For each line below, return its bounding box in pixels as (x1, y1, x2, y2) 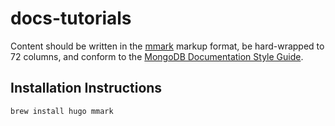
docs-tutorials (10, 7, 132, 30)
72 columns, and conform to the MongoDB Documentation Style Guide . (10, 50, 304, 62)
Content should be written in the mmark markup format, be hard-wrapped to (10, 40, 325, 52)
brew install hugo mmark (10, 106, 114, 116)
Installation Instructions (10, 80, 163, 97)
